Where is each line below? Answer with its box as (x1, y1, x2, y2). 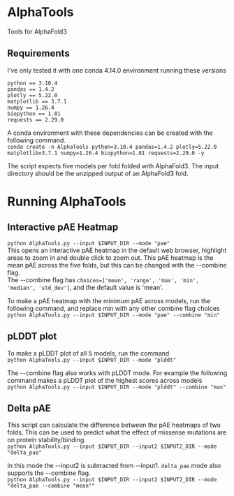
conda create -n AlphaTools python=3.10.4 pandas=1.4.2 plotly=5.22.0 (7, 143, 217, 150)
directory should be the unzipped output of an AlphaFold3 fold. (7, 169, 189, 177)
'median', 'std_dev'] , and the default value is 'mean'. (7, 283, 163, 291)
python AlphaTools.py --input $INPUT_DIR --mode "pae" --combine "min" (7, 312, 220, 319)
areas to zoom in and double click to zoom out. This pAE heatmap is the (7, 253, 214, 262)
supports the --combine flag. (7, 469, 91, 477)
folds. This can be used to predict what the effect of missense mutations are (7, 428, 227, 437)
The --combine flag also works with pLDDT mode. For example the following (7, 368, 228, 377)
